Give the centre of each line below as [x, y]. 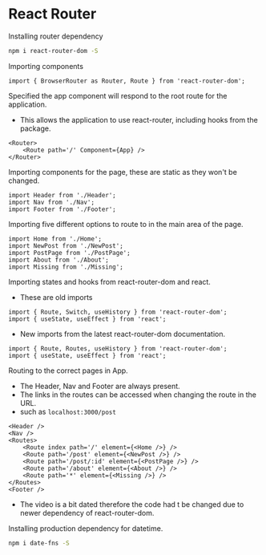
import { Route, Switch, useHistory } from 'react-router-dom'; [118, 312]
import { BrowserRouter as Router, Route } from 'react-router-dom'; [127, 81]
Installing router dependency [56, 36]
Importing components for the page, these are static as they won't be [123, 172]
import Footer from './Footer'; [62, 209]
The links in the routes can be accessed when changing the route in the [138, 395]
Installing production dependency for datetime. [86, 528]
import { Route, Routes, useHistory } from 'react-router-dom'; [118, 348]
